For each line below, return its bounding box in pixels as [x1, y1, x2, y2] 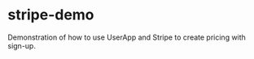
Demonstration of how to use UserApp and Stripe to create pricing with [7, 32, 246, 42]
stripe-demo [7, 6, 94, 24]
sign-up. [7, 40, 36, 50]
